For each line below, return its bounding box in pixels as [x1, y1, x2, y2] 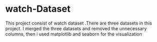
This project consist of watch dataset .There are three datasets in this [5, 20, 152, 26]
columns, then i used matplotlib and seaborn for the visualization [5, 31, 142, 37]
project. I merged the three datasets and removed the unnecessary [5, 25, 147, 31]
